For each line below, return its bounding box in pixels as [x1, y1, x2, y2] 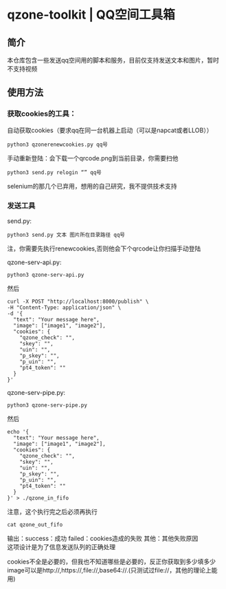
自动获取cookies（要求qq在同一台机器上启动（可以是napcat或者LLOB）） [7, 126, 213, 134]
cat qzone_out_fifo [7, 521, 63, 528]
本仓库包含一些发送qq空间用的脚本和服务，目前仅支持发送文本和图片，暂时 [7, 56, 220, 64]
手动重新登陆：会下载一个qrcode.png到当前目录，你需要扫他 [7, 153, 179, 162]
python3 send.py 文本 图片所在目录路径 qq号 [7, 231, 125, 238]
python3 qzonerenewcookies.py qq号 [7, 141, 108, 148]
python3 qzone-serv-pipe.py [7, 401, 88, 409]
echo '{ [7, 428, 30, 435]
